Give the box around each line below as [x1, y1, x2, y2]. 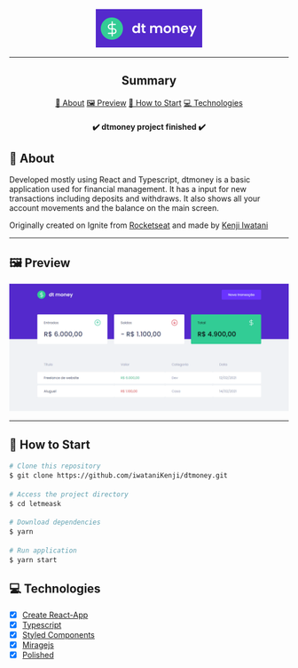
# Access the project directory [9, 489, 129, 499]
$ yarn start [9, 555, 58, 564]
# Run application [9, 546, 77, 555]
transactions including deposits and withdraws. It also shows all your [9, 193, 261, 204]
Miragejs [21, 640, 55, 650]
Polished [21, 649, 55, 660]
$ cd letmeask [9, 499, 62, 508]
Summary [121, 73, 177, 88]
